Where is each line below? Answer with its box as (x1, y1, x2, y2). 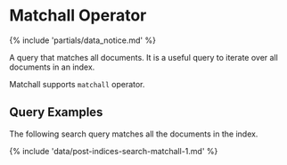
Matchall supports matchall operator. (9, 78, 145, 89)
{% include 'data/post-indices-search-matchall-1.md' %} (9, 145, 218, 156)
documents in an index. (9, 62, 95, 72)
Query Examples (9, 104, 103, 120)
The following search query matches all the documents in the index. (9, 128, 258, 139)
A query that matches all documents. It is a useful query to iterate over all (9, 52, 278, 62)
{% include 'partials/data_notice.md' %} (9, 35, 156, 45)
